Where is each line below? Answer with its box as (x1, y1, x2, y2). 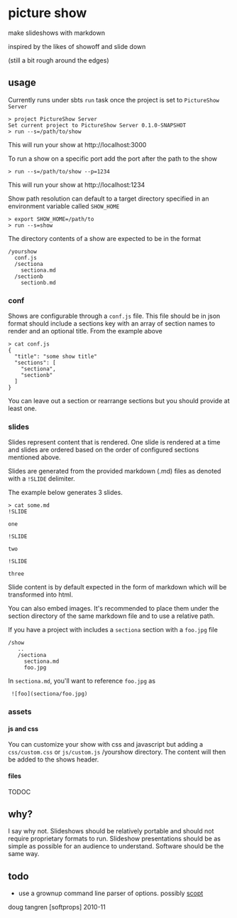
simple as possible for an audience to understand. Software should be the (8, 842, 224, 850)
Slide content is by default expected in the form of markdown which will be (8, 583, 227, 592)
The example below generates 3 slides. (8, 489, 123, 497)
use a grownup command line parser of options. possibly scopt (18, 889, 204, 897)
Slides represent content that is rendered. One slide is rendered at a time (8, 438, 221, 447)
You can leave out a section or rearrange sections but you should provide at (8, 397, 230, 405)
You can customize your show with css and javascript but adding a (8, 740, 204, 749)
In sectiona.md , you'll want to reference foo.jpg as (8, 677, 155, 685)
